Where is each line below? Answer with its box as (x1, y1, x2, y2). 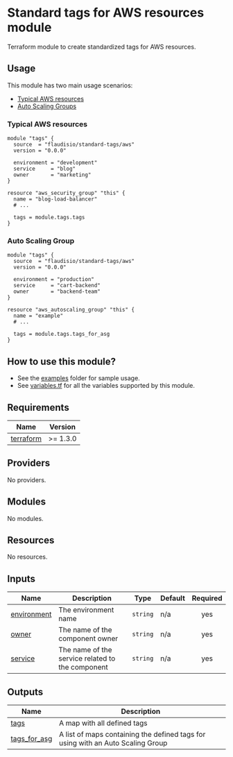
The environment (58, 605, 114, 615)
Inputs (7, 572, 36, 584)
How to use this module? (7, 355, 116, 367)
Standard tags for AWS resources (7, 5, 205, 21)
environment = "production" (13, 276, 95, 283)
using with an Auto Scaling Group (58, 738, 168, 748)
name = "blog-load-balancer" (13, 196, 98, 203)
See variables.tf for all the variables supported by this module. (17, 382, 196, 390)
